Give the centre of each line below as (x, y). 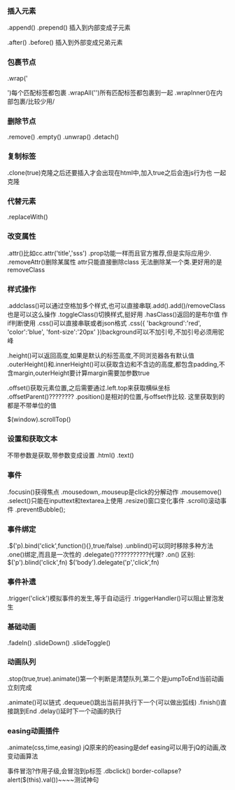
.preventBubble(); (40, 509)
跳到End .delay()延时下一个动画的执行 (67, 711)
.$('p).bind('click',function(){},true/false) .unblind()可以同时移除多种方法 (111, 545)
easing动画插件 (33, 731)
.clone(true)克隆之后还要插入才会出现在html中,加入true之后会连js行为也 (110, 173)
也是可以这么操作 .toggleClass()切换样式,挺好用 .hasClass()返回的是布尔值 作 (117, 315)
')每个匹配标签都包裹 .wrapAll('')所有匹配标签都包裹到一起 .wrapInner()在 (112, 92)
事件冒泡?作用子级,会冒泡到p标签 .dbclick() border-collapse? (94, 771)
